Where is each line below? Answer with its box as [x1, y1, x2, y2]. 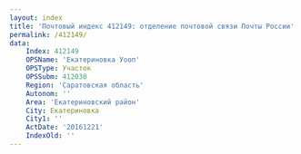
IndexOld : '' [25, 131, 75, 140]
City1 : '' [25, 114, 64, 123]
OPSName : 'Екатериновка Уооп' [25, 55, 141, 64]
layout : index [9, 13, 64, 23]
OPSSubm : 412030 [25, 72, 88, 82]
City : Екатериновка [25, 106, 100, 115]
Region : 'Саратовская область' [25, 81, 145, 90]
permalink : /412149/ [9, 30, 88, 39]
